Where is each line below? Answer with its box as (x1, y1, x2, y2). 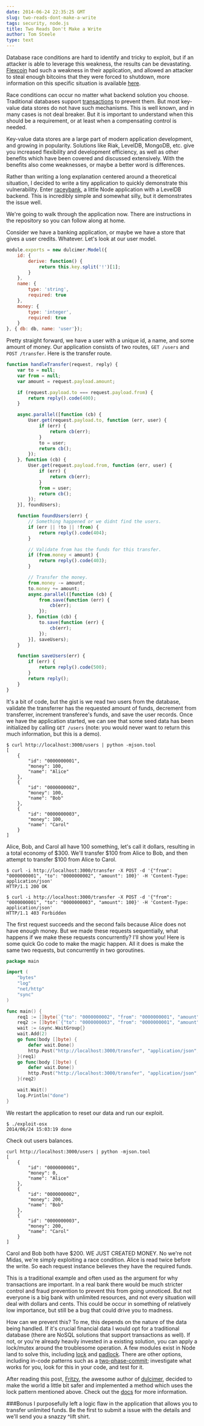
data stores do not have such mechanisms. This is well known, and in (21, 104, 194, 111)
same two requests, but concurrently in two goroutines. (6, 946, 145, 954)
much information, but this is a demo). (6, 730, 101, 738)
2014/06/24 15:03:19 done (6, 1126, 72, 1132)
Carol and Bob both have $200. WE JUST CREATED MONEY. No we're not (6, 1249, 192, 1257)
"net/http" (17, 986, 45, 992)
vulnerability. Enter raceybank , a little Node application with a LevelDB (6, 186, 182, 193)
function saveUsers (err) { (17, 653, 86, 659)
